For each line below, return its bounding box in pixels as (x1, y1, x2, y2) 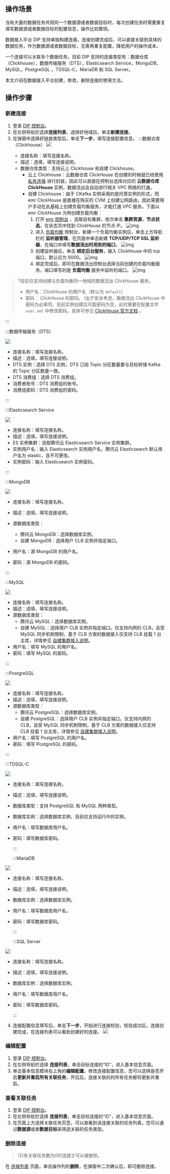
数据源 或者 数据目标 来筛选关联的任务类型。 (17, 1126, 107, 1132)
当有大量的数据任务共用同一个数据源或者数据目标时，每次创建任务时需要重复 (5, 19, 165, 25)
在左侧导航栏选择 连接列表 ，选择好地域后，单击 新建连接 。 (12, 129, 133, 135)
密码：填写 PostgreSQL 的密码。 (12, 741, 81, 747)
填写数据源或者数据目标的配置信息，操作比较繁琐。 (5, 25, 112, 32)
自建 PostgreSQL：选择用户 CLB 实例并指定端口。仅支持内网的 (20, 715, 151, 721)
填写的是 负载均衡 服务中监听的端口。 (53, 267, 132, 273)
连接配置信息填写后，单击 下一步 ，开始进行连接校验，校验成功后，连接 (12, 1022, 160, 1029)
